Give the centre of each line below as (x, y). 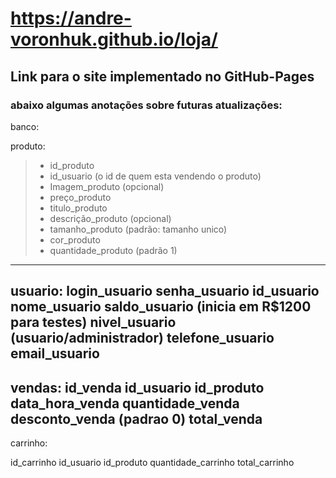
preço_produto (80, 197)
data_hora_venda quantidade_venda (125, 403)
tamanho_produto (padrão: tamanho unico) (138, 229)
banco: (25, 126)
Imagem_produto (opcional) (107, 186)
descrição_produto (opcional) (110, 218)
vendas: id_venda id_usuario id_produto (137, 387)
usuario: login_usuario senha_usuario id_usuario (165, 291)
